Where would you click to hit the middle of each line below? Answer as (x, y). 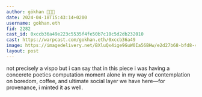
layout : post (23, 51)
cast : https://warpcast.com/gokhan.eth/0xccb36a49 (71, 40)
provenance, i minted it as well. (44, 87)
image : (14, 46)
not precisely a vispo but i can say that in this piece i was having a (88, 68)
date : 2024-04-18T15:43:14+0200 (47, 17)
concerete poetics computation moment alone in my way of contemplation (98, 74)
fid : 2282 (19, 29)
